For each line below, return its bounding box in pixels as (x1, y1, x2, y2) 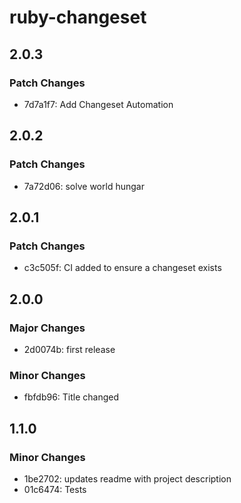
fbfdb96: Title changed (23, 391, 120, 403)
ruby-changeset (9, 6, 147, 29)
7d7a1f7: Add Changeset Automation (23, 98, 174, 110)
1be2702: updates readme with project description (23, 472, 232, 485)
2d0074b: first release (23, 343, 116, 355)
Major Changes (9, 321, 86, 335)
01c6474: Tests (23, 483, 87, 495)
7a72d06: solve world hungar (23, 180, 145, 192)
